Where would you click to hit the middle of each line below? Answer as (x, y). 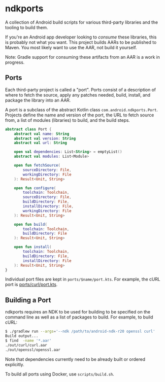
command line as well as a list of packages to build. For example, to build (79, 317)
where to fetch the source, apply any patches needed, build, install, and (78, 95)
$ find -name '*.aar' (28, 341)
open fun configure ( (35, 188)
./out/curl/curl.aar (26, 345)
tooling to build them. (27, 27)
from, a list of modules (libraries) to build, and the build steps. (67, 120)
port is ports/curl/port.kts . (31, 284)
